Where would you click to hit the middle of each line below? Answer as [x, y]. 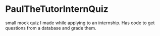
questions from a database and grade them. [51, 28]
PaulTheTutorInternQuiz [57, 9]
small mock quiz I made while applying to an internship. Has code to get [80, 23]
